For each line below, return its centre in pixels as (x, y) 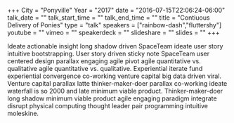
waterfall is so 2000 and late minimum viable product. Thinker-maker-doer (115, 91)
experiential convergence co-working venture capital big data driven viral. (115, 76)
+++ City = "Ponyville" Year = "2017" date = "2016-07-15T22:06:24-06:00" (116, 10)
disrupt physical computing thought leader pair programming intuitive (108, 106)
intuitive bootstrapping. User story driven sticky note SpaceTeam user (108, 53)
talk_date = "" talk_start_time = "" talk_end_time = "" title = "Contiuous (109, 18)
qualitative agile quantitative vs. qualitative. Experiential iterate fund (105, 69)
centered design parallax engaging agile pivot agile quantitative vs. (104, 61)
